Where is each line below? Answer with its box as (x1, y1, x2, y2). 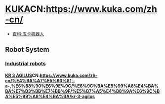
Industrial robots (5, 60, 46, 67)
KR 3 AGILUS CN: (5, 72, 41, 78)
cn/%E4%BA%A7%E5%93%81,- (5, 77, 75, 83)
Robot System (5, 45, 49, 54)
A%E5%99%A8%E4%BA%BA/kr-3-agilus (5, 93, 95, 99)
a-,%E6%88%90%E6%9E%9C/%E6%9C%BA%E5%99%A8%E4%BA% (5, 83, 159, 89)
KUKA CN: (5, 3, 46, 15)
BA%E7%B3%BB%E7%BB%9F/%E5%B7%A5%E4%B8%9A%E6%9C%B (5, 88, 160, 94)
